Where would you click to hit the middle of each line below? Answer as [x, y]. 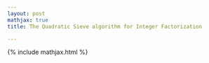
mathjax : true [28, 20]
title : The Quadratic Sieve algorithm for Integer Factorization [104, 26]
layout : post [26, 13]
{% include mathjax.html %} [48, 52]
